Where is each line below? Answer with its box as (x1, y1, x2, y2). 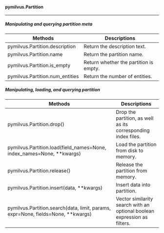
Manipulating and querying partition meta (5, 21, 93, 27)
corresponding (116, 127, 150, 134)
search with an (116, 202, 150, 209)
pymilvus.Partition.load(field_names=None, (7, 144, 106, 151)
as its (116, 121, 128, 128)
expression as (116, 214, 148, 221)
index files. (116, 133, 141, 140)
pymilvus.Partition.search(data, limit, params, (7, 205, 111, 212)
